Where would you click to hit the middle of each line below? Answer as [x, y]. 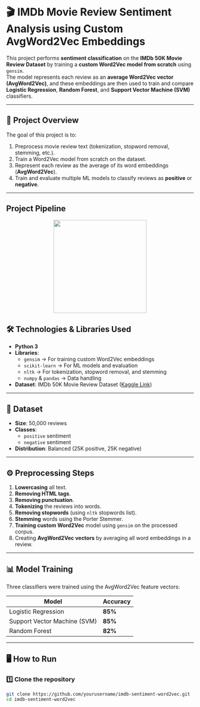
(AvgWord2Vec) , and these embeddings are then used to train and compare [100, 83]
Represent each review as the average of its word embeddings [91, 165]
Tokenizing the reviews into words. [58, 506]
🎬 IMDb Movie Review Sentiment [89, 12]
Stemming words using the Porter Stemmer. [69, 519]
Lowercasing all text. [41, 487]
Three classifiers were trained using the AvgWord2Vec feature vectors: [93, 587]
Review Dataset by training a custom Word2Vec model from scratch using [99, 64]
